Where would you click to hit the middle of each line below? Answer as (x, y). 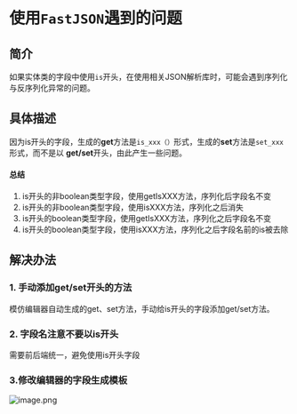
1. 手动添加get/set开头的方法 (71, 288)
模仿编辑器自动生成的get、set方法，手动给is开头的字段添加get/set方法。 (142, 308)
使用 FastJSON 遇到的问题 (96, 18)
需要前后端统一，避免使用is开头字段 (75, 355)
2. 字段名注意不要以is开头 (64, 334)
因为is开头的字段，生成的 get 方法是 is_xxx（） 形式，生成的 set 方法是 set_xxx (147, 141)
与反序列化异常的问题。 (52, 88)
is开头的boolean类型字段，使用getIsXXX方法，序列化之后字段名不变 (146, 219)
